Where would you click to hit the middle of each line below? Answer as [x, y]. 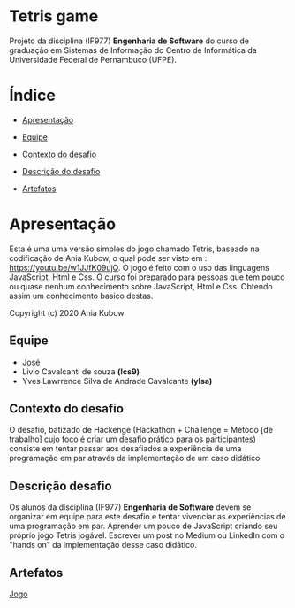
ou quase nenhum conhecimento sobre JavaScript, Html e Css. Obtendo [141, 286]
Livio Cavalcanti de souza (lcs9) [80, 371]
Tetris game [54, 16]
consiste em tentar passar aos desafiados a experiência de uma [125, 449]
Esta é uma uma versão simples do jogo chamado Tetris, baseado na [134, 249]
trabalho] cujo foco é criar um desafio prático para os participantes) [132, 439]
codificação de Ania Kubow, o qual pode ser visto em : [108, 258]
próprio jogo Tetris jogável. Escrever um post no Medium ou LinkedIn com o [147, 535]
